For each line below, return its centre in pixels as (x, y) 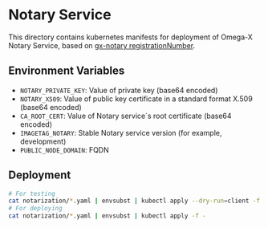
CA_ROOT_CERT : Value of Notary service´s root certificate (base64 (126, 116)
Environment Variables (67, 71)
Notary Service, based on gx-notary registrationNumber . (102, 45)
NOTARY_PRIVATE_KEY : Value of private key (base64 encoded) (119, 90)
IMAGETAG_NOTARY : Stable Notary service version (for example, (121, 132)
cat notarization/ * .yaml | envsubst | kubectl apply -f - (107, 216)
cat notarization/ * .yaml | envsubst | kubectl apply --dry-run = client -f (134, 201)
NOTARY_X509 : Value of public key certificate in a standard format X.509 (136, 99)
